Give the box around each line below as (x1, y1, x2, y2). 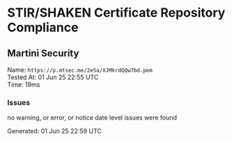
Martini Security (7, 47, 79, 59)
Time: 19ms (7, 81, 40, 88)
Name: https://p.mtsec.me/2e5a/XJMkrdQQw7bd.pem (7, 66, 153, 74)
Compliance (7, 19, 79, 35)
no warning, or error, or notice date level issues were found (7, 113, 178, 122)
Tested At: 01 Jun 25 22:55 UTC (7, 73, 99, 81)
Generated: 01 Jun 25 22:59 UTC (7, 127, 102, 135)
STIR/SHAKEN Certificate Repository (7, 5, 226, 21)
